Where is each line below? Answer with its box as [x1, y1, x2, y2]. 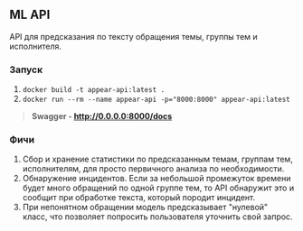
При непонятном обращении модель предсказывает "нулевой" [22, 202, 269, 213]
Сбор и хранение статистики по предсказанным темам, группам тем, [22, 153, 294, 165]
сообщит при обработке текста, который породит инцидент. [22, 192, 256, 203]
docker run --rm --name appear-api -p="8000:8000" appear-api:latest [22, 95, 291, 105]
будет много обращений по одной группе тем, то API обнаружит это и [22, 182, 295, 193]
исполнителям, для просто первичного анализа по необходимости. [22, 163, 285, 174]
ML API [9, 7, 51, 23]
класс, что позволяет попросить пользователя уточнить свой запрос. [22, 211, 293, 222]
